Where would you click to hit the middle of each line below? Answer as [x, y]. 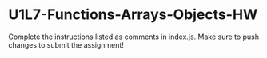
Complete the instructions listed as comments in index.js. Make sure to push [134, 37]
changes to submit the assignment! [66, 44]
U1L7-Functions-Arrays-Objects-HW [133, 15]
